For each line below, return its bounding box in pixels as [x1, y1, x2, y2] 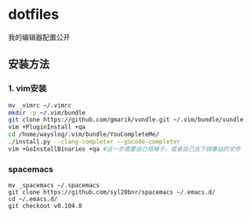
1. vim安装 [8, 83, 47, 94]
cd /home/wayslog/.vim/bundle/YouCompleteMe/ [8, 131, 159, 139]
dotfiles [8, 5, 60, 24]
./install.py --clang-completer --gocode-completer [8, 138, 180, 146]
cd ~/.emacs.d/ [8, 195, 58, 203]
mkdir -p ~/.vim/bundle [8, 108, 86, 117]
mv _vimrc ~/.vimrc [8, 101, 72, 109]
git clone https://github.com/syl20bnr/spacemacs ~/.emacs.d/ [8, 188, 216, 197]
